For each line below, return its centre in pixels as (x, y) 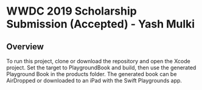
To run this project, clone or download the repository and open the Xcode (98, 61)
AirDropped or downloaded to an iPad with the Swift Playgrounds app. (94, 81)
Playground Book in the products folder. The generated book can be (92, 74)
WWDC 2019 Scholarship (71, 11)
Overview (25, 47)
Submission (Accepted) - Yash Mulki (101, 24)
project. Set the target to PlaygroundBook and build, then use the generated (101, 67)
